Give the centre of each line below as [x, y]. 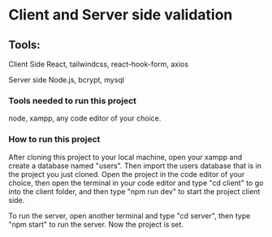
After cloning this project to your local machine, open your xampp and [125, 157]
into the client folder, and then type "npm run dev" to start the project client [134, 191]
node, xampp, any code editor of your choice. [85, 118]
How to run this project [54, 139]
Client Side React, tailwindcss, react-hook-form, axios [99, 64]
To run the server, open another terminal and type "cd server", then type [130, 215]
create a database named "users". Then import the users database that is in [135, 165]
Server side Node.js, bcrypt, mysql [66, 80]
